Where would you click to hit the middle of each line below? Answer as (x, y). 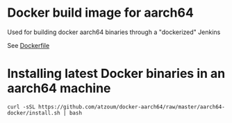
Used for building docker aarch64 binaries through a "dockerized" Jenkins (114, 32)
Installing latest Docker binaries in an (116, 74)
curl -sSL (22, 107)
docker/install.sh (34, 113)
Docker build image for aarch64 (101, 13)
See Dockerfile (28, 45)
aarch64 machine (59, 89)
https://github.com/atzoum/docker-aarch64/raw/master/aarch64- (132, 107)
